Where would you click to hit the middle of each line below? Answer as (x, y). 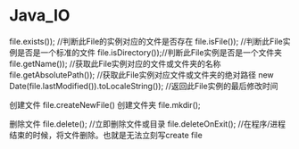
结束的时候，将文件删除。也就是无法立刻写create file (106, 135)
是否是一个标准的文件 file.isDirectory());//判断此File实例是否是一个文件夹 (149, 52)
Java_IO (40, 16)
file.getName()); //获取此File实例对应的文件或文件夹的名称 (115, 63)
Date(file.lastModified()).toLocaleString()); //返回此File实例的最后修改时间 (144, 86)
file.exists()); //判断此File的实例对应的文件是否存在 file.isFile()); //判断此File (146, 41)
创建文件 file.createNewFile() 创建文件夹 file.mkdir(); (105, 104)
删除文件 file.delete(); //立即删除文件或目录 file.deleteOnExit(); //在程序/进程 (147, 124)
